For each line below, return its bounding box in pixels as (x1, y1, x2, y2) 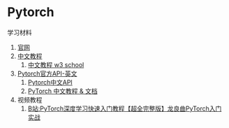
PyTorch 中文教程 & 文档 (27, 87, 98, 95)
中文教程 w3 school (27, 60, 84, 69)
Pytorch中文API (27, 78, 73, 86)
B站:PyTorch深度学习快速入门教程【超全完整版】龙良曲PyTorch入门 (27, 104, 222, 113)
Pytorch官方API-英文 (17, 69, 77, 78)
